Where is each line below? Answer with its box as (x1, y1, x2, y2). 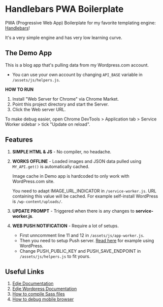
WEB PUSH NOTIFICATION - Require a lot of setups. (12, 223, 119, 229)
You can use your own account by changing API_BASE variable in (12, 72, 143, 77)
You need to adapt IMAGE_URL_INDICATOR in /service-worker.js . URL (12, 188, 157, 193)
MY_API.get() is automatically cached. (12, 163, 90, 169)
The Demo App (5, 49, 52, 57)
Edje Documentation (12, 280, 54, 287)
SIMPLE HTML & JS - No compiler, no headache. (12, 149, 112, 154)
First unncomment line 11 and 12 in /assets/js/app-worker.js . (19, 232, 144, 238)
